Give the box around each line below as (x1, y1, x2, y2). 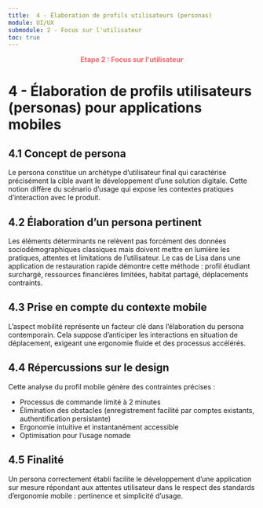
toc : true (8, 33, 41, 42)
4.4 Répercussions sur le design (8, 361, 170, 375)
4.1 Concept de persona (8, 147, 126, 160)
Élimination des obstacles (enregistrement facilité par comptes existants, (19, 405, 255, 415)
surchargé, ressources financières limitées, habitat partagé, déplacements (8, 270, 249, 280)
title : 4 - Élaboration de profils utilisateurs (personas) (8, 11, 213, 20)
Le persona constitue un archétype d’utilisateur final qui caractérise (8, 168, 227, 177)
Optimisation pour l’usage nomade (19, 430, 131, 440)
